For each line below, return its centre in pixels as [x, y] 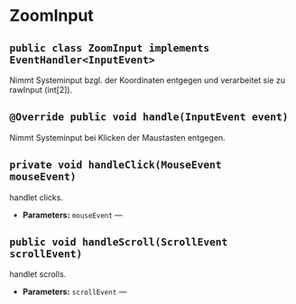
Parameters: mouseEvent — [73, 215]
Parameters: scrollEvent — [74, 292]
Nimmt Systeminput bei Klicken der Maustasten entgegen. [117, 137]
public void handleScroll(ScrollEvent [119, 242]
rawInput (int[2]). [41, 90]
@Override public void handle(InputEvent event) [149, 117]
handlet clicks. [36, 197]
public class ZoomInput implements [110, 48]
